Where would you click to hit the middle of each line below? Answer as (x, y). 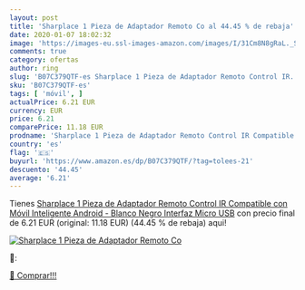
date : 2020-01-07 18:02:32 (60, 34)
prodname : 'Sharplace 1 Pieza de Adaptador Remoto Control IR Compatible (152, 136)
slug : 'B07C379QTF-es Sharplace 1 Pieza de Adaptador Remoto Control (144, 77)
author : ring (34, 69)
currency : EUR (36, 111)
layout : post (34, 18)
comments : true (38, 52)
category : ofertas (44, 60)
